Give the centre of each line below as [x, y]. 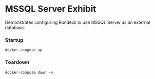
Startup [14, 40]
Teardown [17, 63]
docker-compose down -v [29, 72]
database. [15, 27]
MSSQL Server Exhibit [51, 9]
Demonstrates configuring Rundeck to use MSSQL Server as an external [77, 22]
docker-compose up [24, 50]
